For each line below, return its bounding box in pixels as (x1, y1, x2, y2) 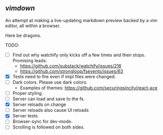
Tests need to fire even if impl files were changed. (12, 73, 116, 79)
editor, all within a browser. (5, 23, 61, 29)
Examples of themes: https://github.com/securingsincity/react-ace (20, 85, 158, 91)
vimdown (5, 4, 35, 13)
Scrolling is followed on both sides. (12, 124, 85, 130)
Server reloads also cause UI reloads (12, 107, 89, 113)
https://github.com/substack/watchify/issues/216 (20, 63, 122, 69)
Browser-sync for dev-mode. (12, 118, 73, 124)
